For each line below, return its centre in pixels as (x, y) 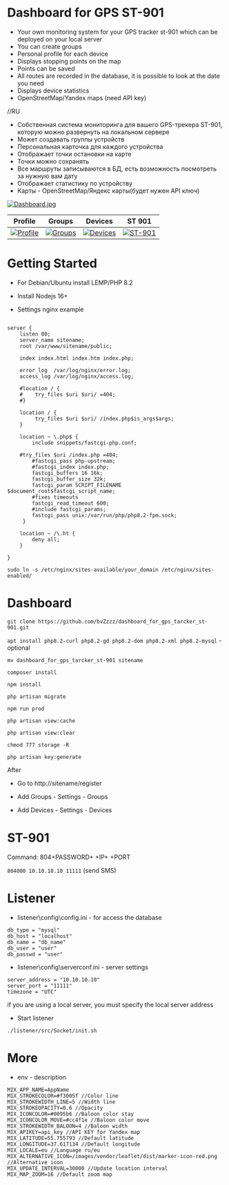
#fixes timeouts (55, 497)
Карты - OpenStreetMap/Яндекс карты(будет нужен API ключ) (108, 191)
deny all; (46, 539)
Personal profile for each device (63, 54)
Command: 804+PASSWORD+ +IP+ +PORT (69, 857)
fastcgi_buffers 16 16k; (68, 473)
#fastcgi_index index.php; (71, 467)
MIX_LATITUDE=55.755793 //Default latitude (71, 1138)
